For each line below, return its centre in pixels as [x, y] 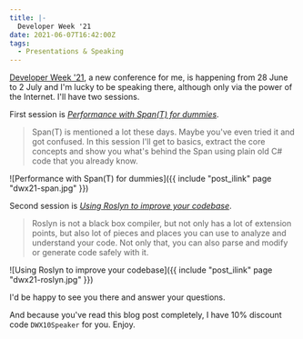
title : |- [28, 18]
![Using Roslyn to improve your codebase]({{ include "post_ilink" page [141, 270]
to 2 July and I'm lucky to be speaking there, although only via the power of [151, 87]
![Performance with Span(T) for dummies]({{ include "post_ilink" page [141, 179]
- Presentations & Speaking [71, 52]
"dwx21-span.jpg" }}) [49, 188]
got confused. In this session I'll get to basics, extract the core [148, 142]
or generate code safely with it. [90, 253]
